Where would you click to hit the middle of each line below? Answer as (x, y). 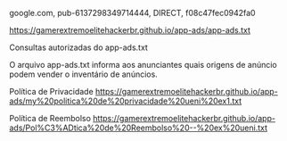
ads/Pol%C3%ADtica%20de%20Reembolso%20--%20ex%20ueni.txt (139, 128)
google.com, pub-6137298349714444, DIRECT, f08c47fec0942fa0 (132, 13)
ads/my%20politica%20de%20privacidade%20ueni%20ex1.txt (126, 101)
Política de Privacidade (51, 91)
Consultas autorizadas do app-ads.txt (79, 47)
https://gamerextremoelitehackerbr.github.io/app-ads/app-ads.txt (130, 30)
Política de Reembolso (50, 118)
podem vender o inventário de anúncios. (83, 74)
